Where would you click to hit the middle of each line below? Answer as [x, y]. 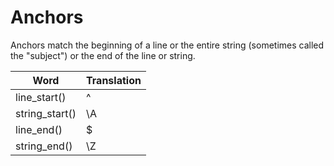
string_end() [44, 146]
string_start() [46, 113]
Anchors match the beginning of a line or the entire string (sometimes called [167, 45]
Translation [114, 80]
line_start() [41, 97]
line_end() [39, 129]
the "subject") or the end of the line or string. [103, 55]
